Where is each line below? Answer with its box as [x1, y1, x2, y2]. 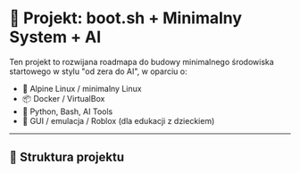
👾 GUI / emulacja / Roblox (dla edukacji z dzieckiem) [21, 115, 215, 126]
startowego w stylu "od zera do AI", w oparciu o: [9, 66, 187, 77]
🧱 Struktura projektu [9, 150, 125, 165]
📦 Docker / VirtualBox [21, 93, 105, 103]
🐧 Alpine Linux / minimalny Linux [21, 83, 142, 94]
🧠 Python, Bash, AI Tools [21, 106, 113, 117]
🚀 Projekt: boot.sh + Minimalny [9, 8, 243, 29]
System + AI [9, 27, 102, 47]
